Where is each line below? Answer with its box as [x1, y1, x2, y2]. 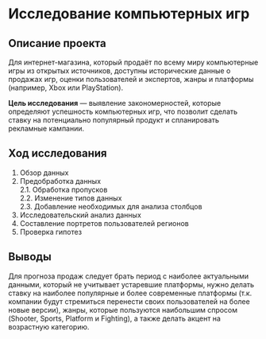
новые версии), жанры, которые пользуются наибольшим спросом [8, 305, 238, 314]
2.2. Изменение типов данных [19, 193, 122, 203]
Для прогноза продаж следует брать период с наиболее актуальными [8, 271, 249, 281]
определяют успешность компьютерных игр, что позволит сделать [8, 107, 238, 116]
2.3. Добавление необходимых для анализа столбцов [19, 201, 202, 211]
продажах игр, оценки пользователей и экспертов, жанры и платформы [8, 75, 254, 84]
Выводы [8, 250, 52, 263]
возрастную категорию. [8, 321, 90, 331]
